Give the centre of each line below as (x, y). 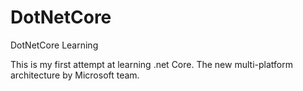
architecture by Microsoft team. (75, 75)
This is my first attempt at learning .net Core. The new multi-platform (151, 64)
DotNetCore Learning (54, 45)
